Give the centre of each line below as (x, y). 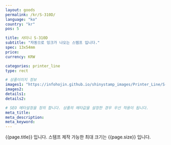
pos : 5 (12, 29)
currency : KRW (20, 57)
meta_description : (25, 117)
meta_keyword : (20, 122)
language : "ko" (21, 19)
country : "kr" (20, 24)
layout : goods (20, 10)
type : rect (17, 71)
